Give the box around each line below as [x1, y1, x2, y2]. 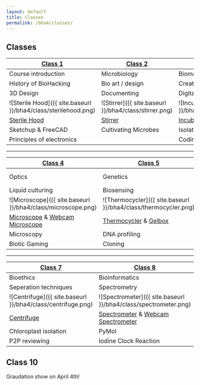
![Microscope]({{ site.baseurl [9, 196, 90, 204]
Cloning [102, 240, 125, 248]
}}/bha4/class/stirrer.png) [101, 106, 173, 115]
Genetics [102, 173, 128, 181]
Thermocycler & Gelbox [102, 217, 169, 225]
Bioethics [9, 273, 36, 282]
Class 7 [40, 263, 62, 272]
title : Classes [6, 14, 44, 20]
